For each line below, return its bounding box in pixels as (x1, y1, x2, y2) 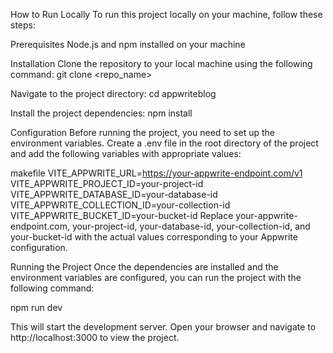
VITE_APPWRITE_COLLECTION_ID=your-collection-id (10, 199, 231, 211)
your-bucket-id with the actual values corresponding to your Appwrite (10, 231, 298, 243)
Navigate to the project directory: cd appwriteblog (10, 88, 217, 99)
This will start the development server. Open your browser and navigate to (10, 321, 317, 333)
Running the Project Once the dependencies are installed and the (10, 261, 279, 273)
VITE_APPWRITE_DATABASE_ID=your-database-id (10, 189, 218, 200)
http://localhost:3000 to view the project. (10, 332, 180, 343)
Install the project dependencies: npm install (10, 107, 193, 119)
